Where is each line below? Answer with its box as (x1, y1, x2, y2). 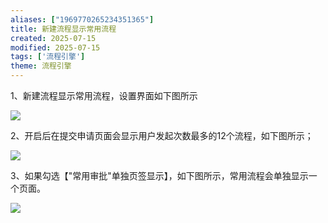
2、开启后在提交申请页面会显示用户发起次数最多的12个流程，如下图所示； (10, 130, 314, 141)
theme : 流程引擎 (10, 61, 72, 71)
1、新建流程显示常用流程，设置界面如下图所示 (10, 90, 198, 101)
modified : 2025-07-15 (10, 42, 101, 53)
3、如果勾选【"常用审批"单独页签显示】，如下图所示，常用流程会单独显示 (10, 170, 309, 181)
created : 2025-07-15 (10, 33, 97, 43)
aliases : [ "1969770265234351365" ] (10, 14, 155, 25)
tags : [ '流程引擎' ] (10, 52, 86, 62)
